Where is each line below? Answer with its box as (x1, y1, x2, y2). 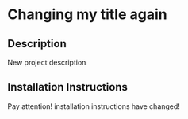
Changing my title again (7, 6, 167, 24)
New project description (7, 58, 86, 67)
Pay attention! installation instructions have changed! (7, 101, 180, 111)
